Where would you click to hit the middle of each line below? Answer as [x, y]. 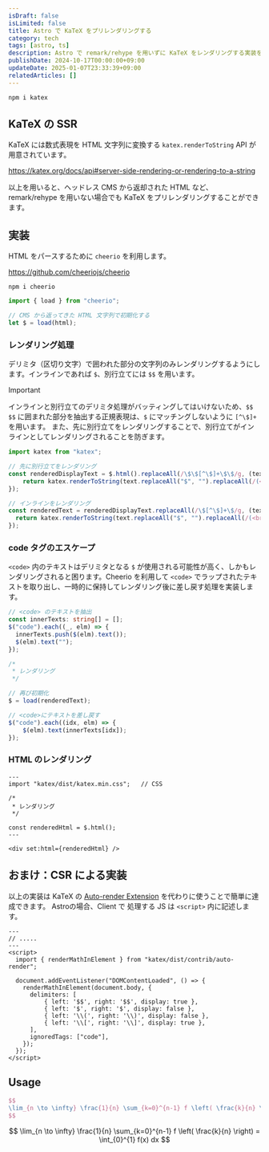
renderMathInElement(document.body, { [87, 987]
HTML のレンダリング [50, 759]
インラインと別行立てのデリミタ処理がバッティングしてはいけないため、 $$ [131, 407]
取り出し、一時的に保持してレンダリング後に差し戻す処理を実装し [138, 587]
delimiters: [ [53, 995]
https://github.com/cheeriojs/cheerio [69, 272]
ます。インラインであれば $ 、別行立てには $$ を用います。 [104, 374]
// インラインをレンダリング [50, 503]
